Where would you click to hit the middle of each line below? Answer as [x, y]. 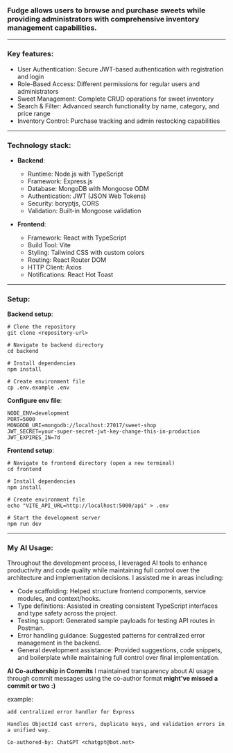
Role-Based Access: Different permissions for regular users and [108, 84]
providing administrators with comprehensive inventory [103, 19]
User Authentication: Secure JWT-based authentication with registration [120, 69]
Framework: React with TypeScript [77, 238]
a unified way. [29, 730]
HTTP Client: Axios [54, 267]
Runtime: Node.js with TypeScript [75, 174]
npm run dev [24, 524]
